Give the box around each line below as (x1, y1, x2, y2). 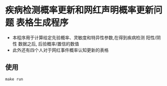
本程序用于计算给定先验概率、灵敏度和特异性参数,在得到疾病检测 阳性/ (12, 34, 157, 40)
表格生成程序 (15, 17, 69, 28)
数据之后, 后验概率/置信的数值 (18, 40, 79, 46)
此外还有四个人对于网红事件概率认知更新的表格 (12, 47, 109, 53)
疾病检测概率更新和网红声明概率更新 (5, 4, 154, 16)
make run (5, 76, 23, 81)
